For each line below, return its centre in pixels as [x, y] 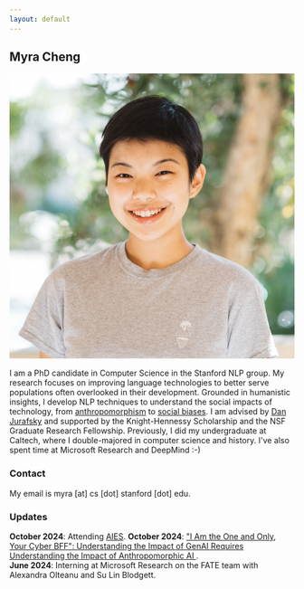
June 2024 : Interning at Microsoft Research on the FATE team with [134, 565]
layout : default [40, 19]
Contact [28, 473]
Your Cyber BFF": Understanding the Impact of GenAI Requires [127, 546]
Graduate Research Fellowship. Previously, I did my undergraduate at [138, 431]
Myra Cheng [45, 57]
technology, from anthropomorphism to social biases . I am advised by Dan [148, 412]
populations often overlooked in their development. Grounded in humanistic [150, 393]
